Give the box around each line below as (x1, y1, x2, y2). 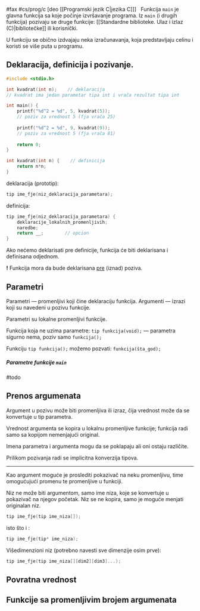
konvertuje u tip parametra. (6, 413, 73, 420)
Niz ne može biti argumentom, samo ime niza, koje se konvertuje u (6, 489, 169, 496)
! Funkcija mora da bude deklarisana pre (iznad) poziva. (6, 264, 143, 271)
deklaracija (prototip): (6, 180, 59, 187)
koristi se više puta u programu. (6, 42, 84, 50)
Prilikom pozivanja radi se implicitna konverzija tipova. (6, 454, 139, 461)
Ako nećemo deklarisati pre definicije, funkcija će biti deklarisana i (6, 246, 168, 254)
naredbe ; (17, 224, 39, 231)
